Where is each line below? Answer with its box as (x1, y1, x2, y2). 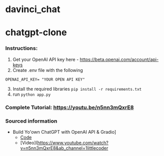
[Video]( (20, 139, 38, 145)
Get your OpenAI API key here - (12, 56, 79, 62)
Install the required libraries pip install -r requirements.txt (12, 86, 142, 92)
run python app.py (12, 91, 51, 97)
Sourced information (5, 118, 57, 125)
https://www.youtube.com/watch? (37, 139, 109, 145)
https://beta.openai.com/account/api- (79, 56, 159, 62)
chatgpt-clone (5, 27, 67, 38)
